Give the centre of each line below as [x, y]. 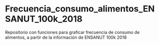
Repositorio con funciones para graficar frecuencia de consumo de [72, 32]
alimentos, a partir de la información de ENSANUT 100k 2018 [66, 37]
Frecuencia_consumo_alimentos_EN [80, 9]
